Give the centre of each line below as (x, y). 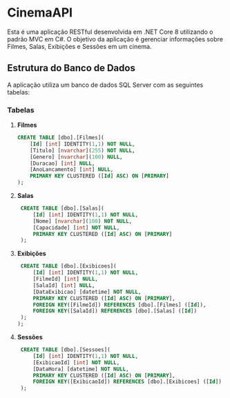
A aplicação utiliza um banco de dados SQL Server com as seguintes (105, 85)
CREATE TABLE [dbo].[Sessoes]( (65, 350)
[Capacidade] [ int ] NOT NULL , (76, 228)
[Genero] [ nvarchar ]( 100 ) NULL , (76, 157)
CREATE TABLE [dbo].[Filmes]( (61, 138)
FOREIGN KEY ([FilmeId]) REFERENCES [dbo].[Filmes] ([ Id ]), (119, 305)
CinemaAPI (40, 13)
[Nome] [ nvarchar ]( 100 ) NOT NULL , (83, 221)
